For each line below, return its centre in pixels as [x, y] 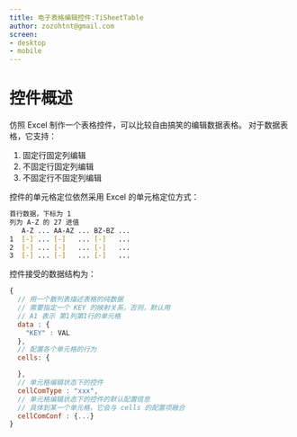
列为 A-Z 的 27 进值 [44, 222]
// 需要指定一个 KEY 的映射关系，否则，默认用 [94, 308]
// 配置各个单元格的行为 [57, 350]
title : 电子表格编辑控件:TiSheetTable [76, 18]
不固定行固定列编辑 [58, 166]
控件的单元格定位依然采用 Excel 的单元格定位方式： [104, 197]
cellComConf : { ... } [56, 416]
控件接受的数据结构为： [53, 274]
